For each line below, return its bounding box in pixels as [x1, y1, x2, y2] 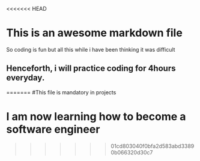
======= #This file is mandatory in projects [6, 88, 117, 96]
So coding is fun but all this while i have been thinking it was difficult [6, 46, 175, 53]
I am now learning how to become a [6, 109, 186, 123]
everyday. [6, 73, 45, 83]
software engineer [6, 123, 100, 136]
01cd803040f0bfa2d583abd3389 [111, 142, 195, 150]
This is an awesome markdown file [6, 26, 183, 40]
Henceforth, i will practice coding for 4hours [6, 63, 176, 74]
